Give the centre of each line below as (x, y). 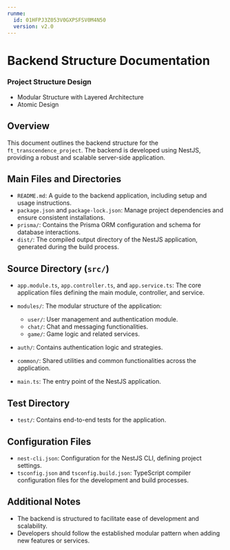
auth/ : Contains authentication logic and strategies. (90, 347)
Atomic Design (38, 104)
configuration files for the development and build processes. (103, 480)
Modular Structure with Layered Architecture (80, 97)
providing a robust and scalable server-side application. (86, 157)
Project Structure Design (49, 82)
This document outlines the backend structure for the (83, 143)
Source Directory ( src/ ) (59, 269)
